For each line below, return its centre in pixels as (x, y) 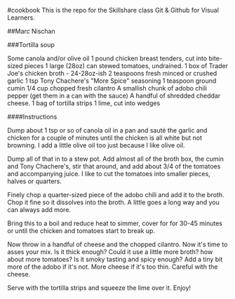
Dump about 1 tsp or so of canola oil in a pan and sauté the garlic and (107, 130)
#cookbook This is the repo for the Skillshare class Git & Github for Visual (113, 10)
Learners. (21, 18)
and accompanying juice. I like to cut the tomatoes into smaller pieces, (109, 174)
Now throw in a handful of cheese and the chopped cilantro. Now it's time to (117, 244)
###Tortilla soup (31, 45)
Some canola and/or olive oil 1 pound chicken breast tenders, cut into (107, 58)
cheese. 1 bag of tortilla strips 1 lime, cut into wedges (84, 103)
